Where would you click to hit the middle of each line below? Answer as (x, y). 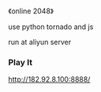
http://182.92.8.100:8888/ (49, 79)
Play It (21, 62)
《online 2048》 (31, 11)
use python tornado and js (51, 27)
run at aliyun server (40, 42)
